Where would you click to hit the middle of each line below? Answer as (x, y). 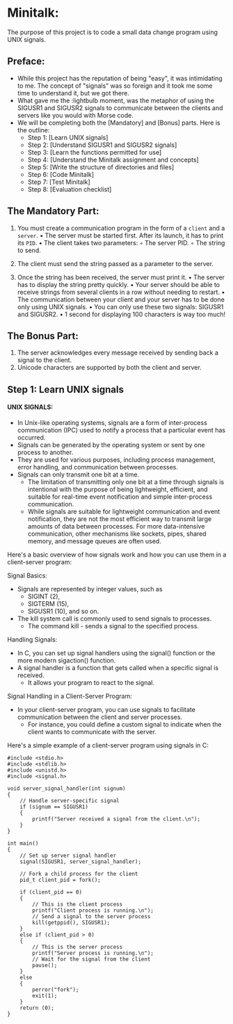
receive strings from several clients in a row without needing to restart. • (121, 292)
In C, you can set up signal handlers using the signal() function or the (116, 653)
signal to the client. (45, 360)
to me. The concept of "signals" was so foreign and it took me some (115, 86)
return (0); (37, 1008)
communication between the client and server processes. (100, 717)
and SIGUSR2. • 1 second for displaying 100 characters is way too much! (121, 314)
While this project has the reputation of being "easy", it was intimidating (120, 78)
